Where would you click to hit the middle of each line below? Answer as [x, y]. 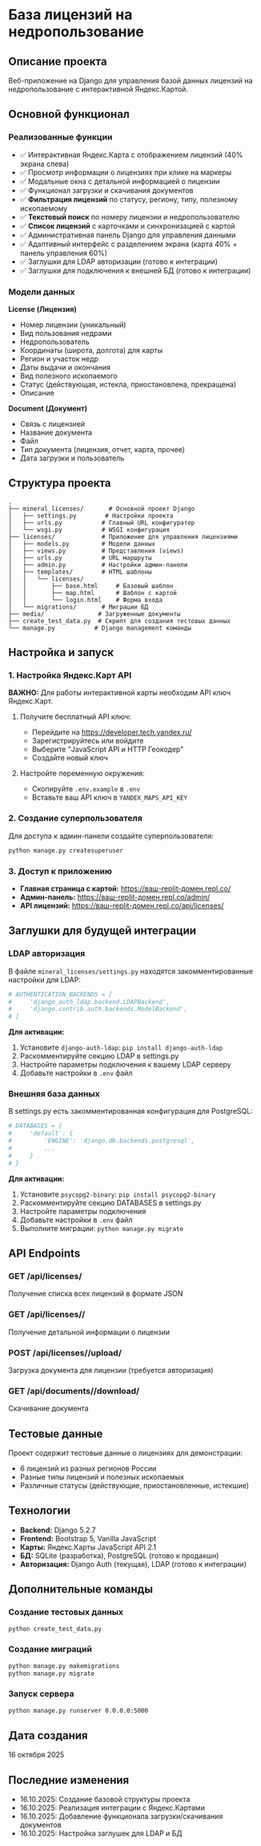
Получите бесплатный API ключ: [75, 717]
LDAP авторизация [47, 953]
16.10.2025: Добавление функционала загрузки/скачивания [121, 1816]
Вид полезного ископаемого [68, 375]
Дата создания [48, 1736]
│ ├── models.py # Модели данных [82, 544]
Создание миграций [50, 1650]
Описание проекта [58, 61]
